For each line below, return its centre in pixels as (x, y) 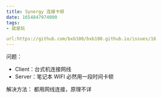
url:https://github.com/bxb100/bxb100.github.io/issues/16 (81, 39)
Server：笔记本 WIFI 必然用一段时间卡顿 (64, 77)
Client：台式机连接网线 (43, 69)
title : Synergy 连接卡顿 (35, 12)
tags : (13, 23)
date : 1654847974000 (32, 17)
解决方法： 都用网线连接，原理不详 (49, 89)
